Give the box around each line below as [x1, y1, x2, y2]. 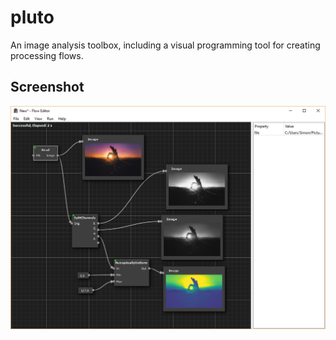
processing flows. [10, 49, 84, 61]
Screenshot [10, 79, 85, 96]
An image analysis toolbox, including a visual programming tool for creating [10, 39, 321, 51]
